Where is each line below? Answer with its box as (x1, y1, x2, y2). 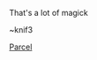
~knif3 (9, 25, 34, 34)
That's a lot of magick (9, 8, 88, 18)
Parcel (9, 41, 33, 52)
